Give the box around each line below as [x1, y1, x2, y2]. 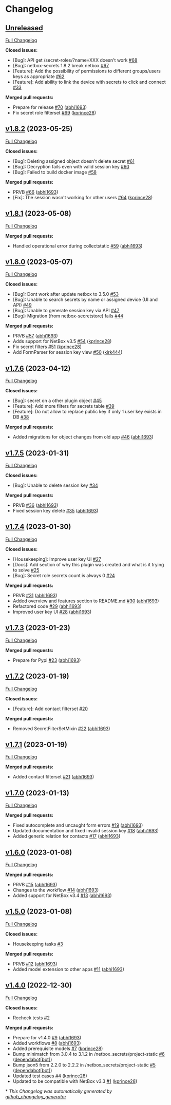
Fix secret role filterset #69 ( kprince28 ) [12, 110, 97, 116]
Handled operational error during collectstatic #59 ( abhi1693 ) [12, 242, 143, 249]
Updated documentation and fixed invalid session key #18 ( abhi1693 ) [12, 828, 159, 834]
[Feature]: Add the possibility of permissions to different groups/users [12, 68, 161, 74]
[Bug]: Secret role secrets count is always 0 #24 [12, 572, 116, 578]
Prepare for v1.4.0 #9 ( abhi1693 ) [12, 1034, 82, 1040]
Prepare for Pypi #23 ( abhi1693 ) [12, 657, 81, 663]
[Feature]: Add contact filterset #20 [12, 706, 88, 712]
